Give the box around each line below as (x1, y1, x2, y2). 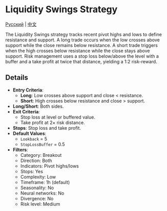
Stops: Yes (20, 168, 44, 174)
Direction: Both (20, 157, 52, 163)
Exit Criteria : (12, 108, 40, 114)
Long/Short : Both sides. (12, 103, 64, 109)
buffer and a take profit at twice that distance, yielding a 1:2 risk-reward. (5, 58, 157, 64)
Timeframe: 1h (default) (20, 179, 70, 185)
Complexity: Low (20, 174, 56, 180)
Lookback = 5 (20, 135, 48, 142)
